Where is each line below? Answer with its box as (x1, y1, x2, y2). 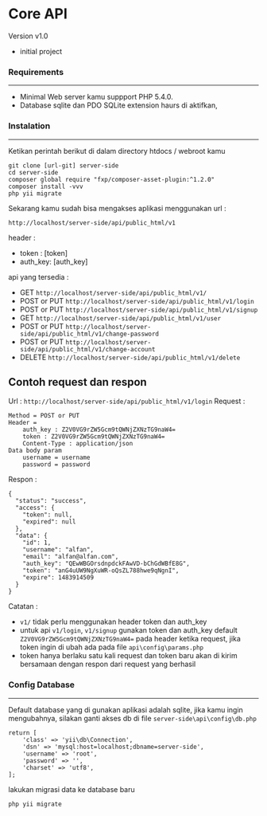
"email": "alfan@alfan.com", (22, 553, 119, 561)
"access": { (15, 504, 56, 512)
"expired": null (22, 518, 77, 526)
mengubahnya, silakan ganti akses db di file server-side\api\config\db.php (8, 713, 257, 723)
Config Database (8, 679, 75, 690)
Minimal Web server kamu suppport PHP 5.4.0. (19, 92, 173, 102)
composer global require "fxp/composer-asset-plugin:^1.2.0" (8, 175, 215, 183)
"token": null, (22, 511, 73, 519)
